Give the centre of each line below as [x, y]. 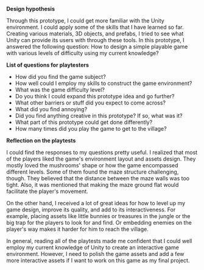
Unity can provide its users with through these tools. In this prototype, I [95, 40]
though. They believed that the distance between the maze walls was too [98, 178]
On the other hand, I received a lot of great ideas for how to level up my [96, 203]
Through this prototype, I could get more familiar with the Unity [85, 20]
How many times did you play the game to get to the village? [91, 129]
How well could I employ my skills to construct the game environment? [104, 83]
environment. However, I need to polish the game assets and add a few [95, 254]
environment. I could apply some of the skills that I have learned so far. [95, 27]
